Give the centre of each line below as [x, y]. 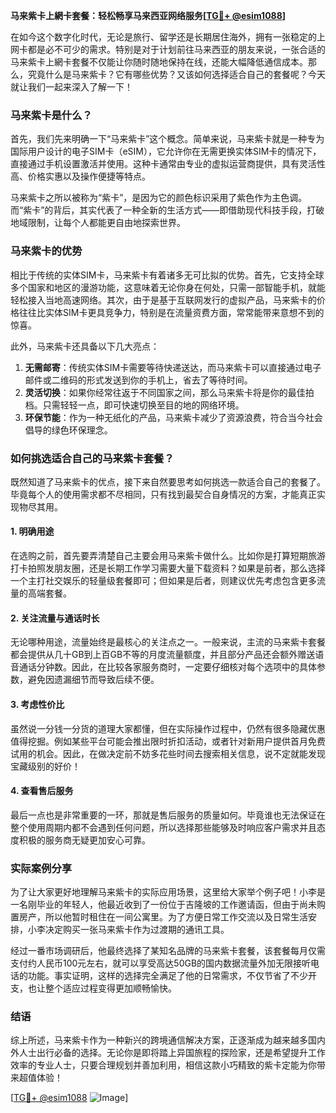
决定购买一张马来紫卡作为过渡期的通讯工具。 [137, 929]
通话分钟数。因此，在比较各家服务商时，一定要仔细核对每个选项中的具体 [167, 667]
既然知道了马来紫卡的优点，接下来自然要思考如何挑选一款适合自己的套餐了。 [168, 481]
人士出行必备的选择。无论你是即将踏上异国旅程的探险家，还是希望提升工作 [172, 1053]
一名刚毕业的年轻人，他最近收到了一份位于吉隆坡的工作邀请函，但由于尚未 [163, 904]
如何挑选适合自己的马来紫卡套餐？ [92, 458]
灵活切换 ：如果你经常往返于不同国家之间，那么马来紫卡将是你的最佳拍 [169, 392]
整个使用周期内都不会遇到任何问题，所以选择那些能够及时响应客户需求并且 [163, 827]
